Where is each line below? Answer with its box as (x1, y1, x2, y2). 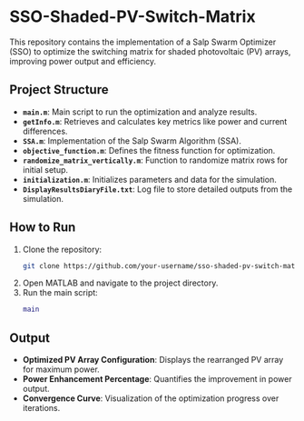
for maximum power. (22, 364, 100, 375)
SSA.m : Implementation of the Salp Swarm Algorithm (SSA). (22, 135, 242, 146)
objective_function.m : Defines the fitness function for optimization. (22, 145, 276, 155)
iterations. (22, 403, 61, 414)
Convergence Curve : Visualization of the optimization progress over (22, 393, 279, 404)
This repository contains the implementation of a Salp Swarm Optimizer (9, 36, 277, 47)
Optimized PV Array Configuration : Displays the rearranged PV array (22, 355, 284, 366)
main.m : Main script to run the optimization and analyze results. (22, 106, 258, 117)
